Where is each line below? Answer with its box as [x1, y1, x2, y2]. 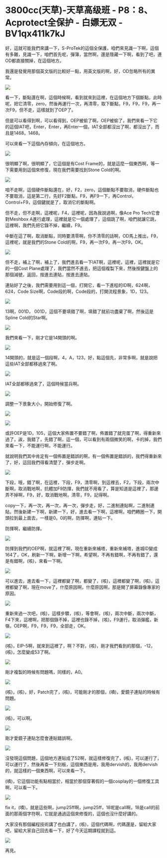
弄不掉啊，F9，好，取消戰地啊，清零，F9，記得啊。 [5, 492, 112, 498]
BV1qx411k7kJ [5, 28, 66, 39]
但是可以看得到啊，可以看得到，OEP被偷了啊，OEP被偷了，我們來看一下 [5, 117, 154, 123]
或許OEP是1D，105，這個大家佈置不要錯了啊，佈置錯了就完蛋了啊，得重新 [5, 430, 157, 436]
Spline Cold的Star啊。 [5, 314, 51, 320]
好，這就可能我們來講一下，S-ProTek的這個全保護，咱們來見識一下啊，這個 [5, 45, 159, 51]
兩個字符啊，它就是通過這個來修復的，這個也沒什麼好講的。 [18, 811, 140, 817]
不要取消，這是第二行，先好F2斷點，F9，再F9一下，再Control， [5, 193, 136, 199]
